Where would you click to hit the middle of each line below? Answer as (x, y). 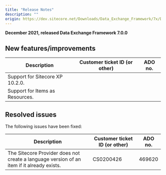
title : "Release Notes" (30, 10)
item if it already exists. (34, 165)
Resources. (21, 97)
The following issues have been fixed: (44, 126)
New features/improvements (50, 48)
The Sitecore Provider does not (44, 153)
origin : (13, 19)
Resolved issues (31, 115)
